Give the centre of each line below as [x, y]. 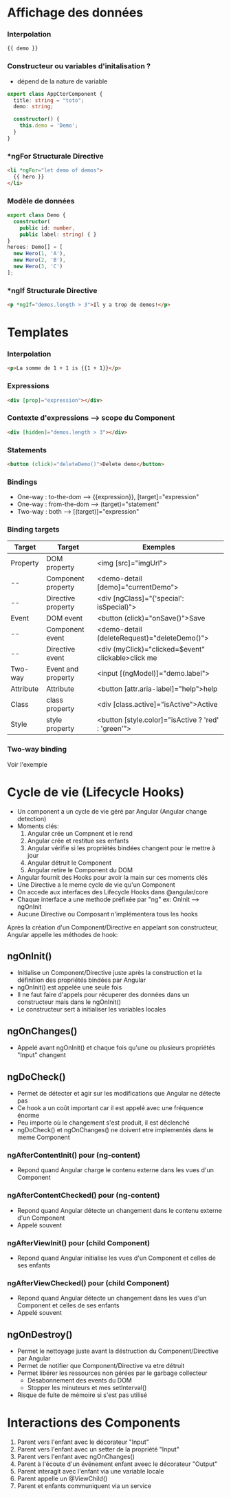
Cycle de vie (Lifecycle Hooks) [96, 792]
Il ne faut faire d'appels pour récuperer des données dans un [103, 995]
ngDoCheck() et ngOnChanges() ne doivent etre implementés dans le [115, 1130]
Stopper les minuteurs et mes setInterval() [87, 1388]
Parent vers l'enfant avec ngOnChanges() [76, 1457]
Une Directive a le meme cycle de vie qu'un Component [96, 885]
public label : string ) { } [58, 234]
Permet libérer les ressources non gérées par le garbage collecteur [112, 1373]
